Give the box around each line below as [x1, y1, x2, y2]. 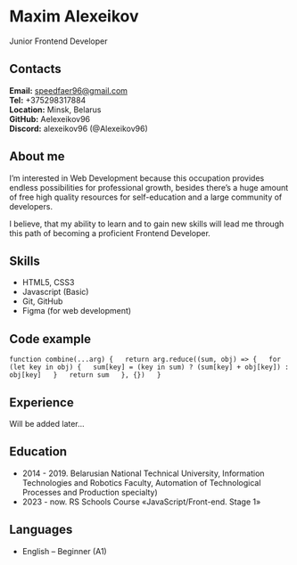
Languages [9, 522, 73, 537]
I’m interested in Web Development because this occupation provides [9, 172, 265, 184]
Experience [9, 395, 74, 410]
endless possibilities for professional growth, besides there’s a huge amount [9, 182, 289, 192]
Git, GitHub [21, 296, 63, 307]
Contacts [9, 61, 62, 77]
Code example [9, 332, 92, 347]
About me [9, 149, 65, 164]
